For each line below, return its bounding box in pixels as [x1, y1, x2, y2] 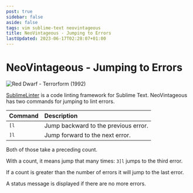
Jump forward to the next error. [44, 131, 131, 139]
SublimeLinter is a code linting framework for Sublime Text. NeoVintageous [6, 91, 188, 98]
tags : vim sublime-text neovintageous [6, 25, 101, 31]
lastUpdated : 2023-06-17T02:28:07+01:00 [6, 36, 107, 42]
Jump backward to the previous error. [44, 121, 148, 129]
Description [44, 112, 78, 120]
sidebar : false [6, 14, 43, 20]
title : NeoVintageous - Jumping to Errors [6, 30, 111, 36]
